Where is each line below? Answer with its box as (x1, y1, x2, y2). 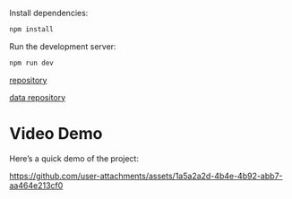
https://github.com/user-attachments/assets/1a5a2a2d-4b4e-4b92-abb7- (9, 170, 283, 181)
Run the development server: (9, 40, 116, 52)
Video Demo (9, 123, 103, 143)
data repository (9, 91, 66, 102)
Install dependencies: (9, 8, 89, 18)
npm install (9, 25, 54, 34)
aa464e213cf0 (9, 179, 64, 191)
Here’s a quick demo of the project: (9, 152, 139, 164)
